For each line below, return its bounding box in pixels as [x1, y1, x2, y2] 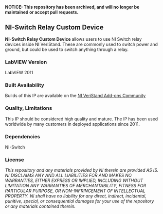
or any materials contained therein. [5, 203, 76, 209]
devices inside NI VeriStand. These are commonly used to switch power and [5, 41, 158, 47]
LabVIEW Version [5, 58, 47, 65]
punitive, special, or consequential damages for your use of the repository [5, 198, 154, 204]
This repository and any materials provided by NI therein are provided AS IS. [5, 167, 159, 173]
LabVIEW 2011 [5, 70, 33, 76]
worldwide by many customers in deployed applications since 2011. [5, 121, 140, 127]
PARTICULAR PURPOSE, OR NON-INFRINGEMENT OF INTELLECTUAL [5, 188, 146, 194]
